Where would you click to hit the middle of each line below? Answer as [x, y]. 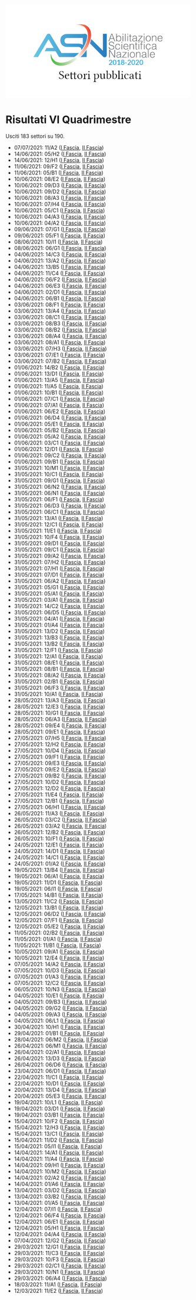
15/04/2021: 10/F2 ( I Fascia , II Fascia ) [59, 1121]
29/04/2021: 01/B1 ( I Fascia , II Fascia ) [59, 1033]
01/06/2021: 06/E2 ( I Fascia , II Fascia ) [60, 411]
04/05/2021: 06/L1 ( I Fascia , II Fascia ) [59, 1020]
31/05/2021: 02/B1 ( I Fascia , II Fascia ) [59, 681]
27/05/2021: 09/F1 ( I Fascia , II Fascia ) [59, 757]
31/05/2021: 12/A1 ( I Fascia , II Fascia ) [59, 656]
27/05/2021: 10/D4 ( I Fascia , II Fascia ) [60, 750]
